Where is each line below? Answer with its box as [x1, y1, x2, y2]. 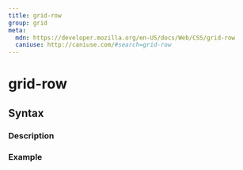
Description [8, 130, 55, 141]
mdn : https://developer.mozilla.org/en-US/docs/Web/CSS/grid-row [15, 33, 236, 42]
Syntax [8, 106, 44, 119]
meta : [8, 26, 26, 34]
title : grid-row [8, 11, 62, 20]
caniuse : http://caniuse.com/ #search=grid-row [15, 41, 172, 49]
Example [8, 151, 43, 162]
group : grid [8, 19, 47, 27]
